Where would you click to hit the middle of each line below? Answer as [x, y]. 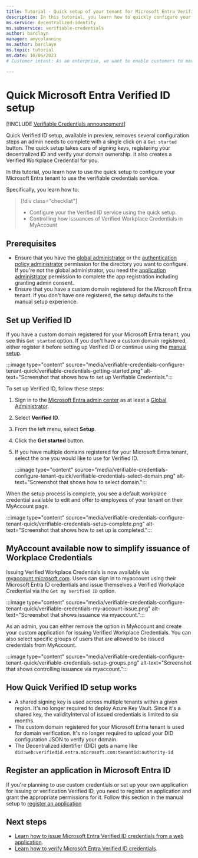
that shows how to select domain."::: [103, 482]
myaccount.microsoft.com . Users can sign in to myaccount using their [91, 578]
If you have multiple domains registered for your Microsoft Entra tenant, [101, 452]
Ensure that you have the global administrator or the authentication [96, 258]
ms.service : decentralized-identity [51, 22]
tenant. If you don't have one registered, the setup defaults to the [94, 295]
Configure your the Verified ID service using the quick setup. [103, 212]
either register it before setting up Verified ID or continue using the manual [96, 347]
